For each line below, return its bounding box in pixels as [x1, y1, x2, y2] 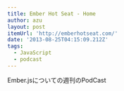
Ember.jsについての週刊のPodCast [7, 76, 107, 84]
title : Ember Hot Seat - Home [7, 10, 97, 17]
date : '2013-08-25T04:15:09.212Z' [7, 36, 109, 43]
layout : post [7, 23, 46, 30]
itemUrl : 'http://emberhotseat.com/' [7, 29, 118, 37]
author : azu [7, 17, 42, 24]
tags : [7, 43, 23, 50]
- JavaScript [13, 50, 52, 57]
